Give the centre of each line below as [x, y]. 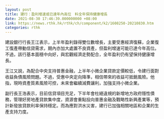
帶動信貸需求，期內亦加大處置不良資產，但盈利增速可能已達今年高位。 [88, 48]
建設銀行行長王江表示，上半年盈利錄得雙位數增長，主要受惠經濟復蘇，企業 [80, 42]
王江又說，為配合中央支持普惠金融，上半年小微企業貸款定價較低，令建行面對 [82, 71]
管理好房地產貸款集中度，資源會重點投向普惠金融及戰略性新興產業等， [84, 99]
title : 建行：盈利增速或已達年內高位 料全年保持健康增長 [56, 14]
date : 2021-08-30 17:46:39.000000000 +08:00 [51, 19]
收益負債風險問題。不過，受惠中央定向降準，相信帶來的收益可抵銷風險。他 [80, 77]
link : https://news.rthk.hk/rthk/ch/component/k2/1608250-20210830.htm [79, 23]
